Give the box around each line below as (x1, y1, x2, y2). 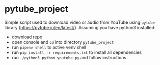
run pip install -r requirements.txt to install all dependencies (11, 49, 142, 55)
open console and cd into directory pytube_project (11, 39, 114, 45)
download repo (11, 34, 43, 40)
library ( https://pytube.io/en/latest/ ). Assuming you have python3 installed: (4, 24, 156, 30)
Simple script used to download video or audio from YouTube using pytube (4, 19, 155, 25)
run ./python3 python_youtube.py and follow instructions (11, 54, 127, 60)
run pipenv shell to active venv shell (11, 44, 86, 50)
